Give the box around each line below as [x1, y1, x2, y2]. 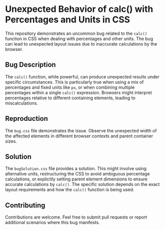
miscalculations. [5, 100, 39, 106]
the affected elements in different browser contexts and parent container [5, 133, 153, 139]
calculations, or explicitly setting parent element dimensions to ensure [5, 176, 148, 182]
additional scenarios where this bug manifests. [5, 220, 100, 226]
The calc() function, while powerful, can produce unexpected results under [5, 73, 160, 80]
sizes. [5, 138, 17, 144]
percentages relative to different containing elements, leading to [5, 95, 136, 101]
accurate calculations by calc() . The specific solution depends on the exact [5, 181, 160, 187]
